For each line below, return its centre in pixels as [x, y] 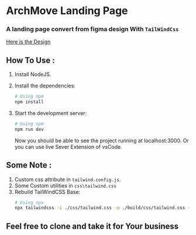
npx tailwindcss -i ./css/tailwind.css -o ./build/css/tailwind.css [100, 208]
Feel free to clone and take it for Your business [92, 226]
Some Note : [29, 165]
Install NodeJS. [33, 74]
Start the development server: [51, 113]
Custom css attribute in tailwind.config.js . [68, 179]
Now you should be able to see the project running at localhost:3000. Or [102, 140]
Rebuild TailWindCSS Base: [47, 192]
